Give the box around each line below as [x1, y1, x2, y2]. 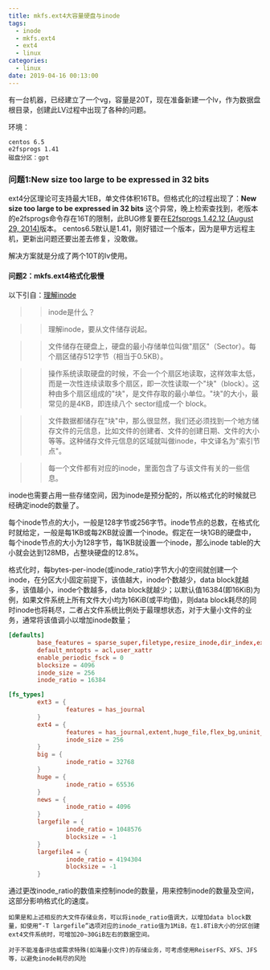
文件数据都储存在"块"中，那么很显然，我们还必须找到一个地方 [47, 416, 252, 426]
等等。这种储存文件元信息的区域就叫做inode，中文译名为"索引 [47, 436, 253, 446]
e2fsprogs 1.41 [8, 145, 59, 153]
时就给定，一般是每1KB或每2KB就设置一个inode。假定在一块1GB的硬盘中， [8, 528, 256, 538]
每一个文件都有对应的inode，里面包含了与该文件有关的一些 [47, 464, 243, 473]
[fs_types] [8, 691, 45, 699]
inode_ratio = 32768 [65, 758, 135, 766]
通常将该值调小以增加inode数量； [22, 615, 133, 625]
